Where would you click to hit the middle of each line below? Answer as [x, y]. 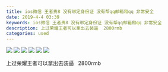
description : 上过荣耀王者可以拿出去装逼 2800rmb [64, 28]
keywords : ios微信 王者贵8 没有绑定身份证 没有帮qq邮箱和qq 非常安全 [84, 22]
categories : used [28, 34]
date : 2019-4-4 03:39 [33, 17]
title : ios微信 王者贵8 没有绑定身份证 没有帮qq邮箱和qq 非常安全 [80, 12]
